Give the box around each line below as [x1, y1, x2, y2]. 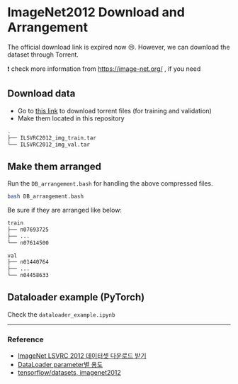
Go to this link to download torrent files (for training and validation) [17, 106, 212, 115]
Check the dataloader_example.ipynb [7, 310, 115, 319]
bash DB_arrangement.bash [7, 193, 84, 201]
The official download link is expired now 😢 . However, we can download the [7, 43, 230, 51]
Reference [7, 334, 44, 344]
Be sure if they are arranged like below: [7, 206, 123, 215]
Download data [7, 88, 76, 100]
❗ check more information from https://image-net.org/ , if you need [7, 64, 201, 73]
